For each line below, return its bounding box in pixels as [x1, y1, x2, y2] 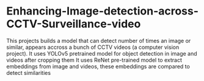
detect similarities [6, 69, 51, 76]
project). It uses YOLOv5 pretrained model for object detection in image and [6, 50, 197, 57]
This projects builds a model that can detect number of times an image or [6, 37, 191, 44]
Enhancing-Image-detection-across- [6, 4, 199, 18]
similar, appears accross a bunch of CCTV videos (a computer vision [6, 44, 180, 51]
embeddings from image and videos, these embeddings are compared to [6, 62, 191, 70]
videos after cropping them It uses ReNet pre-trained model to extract [6, 56, 182, 63]
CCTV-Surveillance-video [6, 17, 141, 31]
